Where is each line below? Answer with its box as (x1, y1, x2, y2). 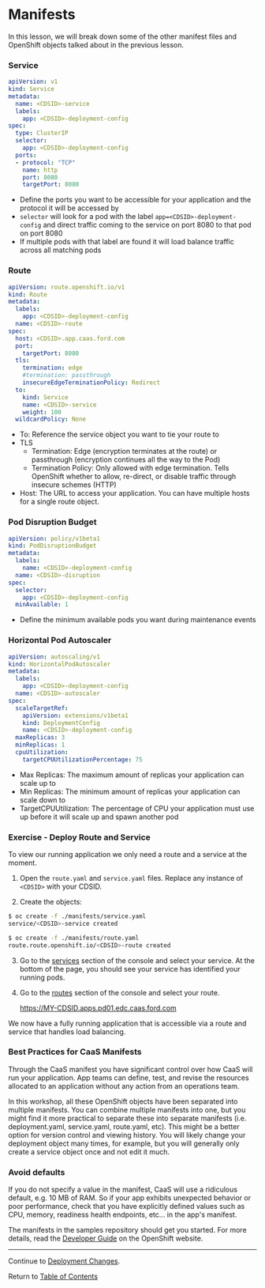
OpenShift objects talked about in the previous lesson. (8, 40, 184, 49)
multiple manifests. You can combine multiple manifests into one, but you (8, 1105, 246, 1114)
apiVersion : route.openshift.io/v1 (8, 283, 125, 291)
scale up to (19, 778, 57, 788)
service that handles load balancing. (8, 1026, 126, 1037)
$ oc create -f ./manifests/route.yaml (8, 934, 140, 942)
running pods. (19, 973, 65, 982)
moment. (8, 858, 37, 867)
